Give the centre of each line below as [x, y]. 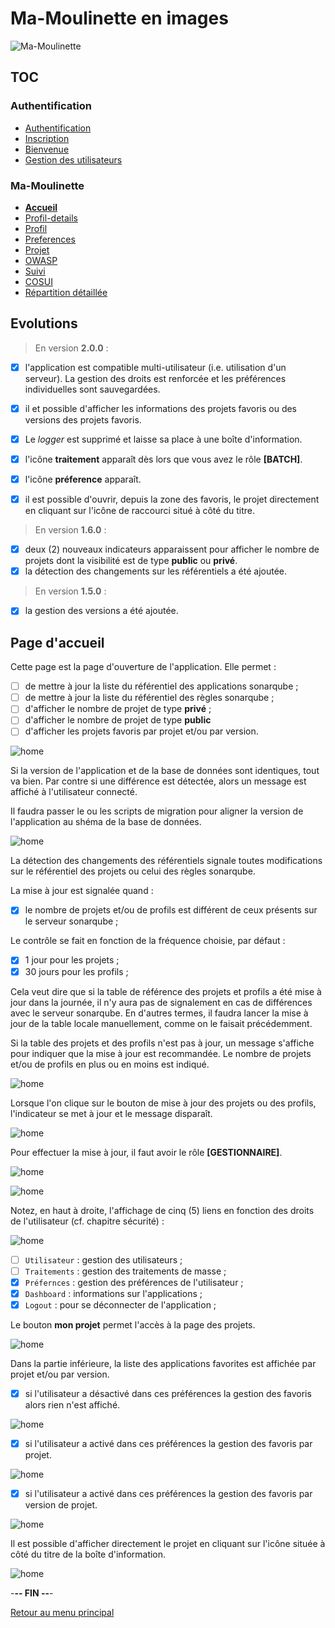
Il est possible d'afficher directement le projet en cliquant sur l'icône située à [168, 1544]
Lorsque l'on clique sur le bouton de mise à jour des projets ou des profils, [163, 1103]
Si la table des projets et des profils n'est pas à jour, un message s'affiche [162, 1043]
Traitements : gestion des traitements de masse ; [125, 1271]
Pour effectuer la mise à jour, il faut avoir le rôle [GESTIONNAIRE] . [146, 1152]
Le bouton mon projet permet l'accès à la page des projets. [133, 1324]
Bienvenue [47, 149]
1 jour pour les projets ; [72, 960]
